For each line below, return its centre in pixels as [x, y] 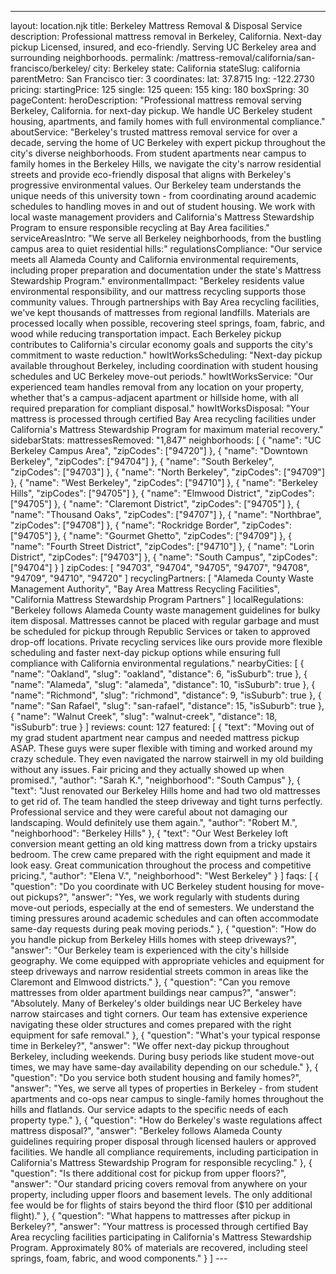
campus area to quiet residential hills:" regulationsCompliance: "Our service [166, 249]
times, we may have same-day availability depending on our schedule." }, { [164, 1067]
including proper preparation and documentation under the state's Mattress [166, 270]
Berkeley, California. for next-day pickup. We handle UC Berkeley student [161, 110]
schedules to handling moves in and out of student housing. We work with [163, 206]
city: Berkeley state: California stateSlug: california [196, 68]
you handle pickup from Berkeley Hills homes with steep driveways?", [153, 939]
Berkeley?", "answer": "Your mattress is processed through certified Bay [159, 1226]
